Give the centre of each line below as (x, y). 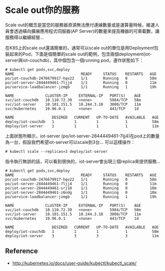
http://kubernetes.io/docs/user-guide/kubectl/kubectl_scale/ (74, 263)
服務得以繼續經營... (25, 37)
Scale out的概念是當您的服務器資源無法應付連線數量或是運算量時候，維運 (80, 25)
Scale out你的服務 (42, 10)
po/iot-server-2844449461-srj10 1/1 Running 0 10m (81, 188)
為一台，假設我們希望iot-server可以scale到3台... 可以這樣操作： (70, 142)
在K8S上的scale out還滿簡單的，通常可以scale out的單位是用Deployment (80, 48)
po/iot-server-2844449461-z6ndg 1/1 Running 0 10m (81, 192)
